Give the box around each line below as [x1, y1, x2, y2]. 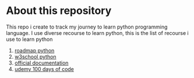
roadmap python [14, 47, 55, 54]
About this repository [6, 4, 112, 17]
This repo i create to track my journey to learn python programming [6, 23, 168, 30]
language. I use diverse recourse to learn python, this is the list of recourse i [6, 29, 189, 36]
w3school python [14, 53, 57, 60]
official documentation [14, 59, 69, 66]
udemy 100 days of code [14, 65, 75, 72]
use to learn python [6, 36, 53, 42]
